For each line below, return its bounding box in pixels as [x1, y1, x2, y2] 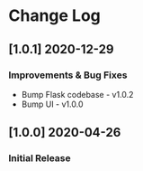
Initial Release [8, 152, 71, 165]
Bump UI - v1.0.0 [21, 99, 84, 109]
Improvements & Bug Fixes [8, 69, 128, 81]
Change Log [8, 5, 101, 26]
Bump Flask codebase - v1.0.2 [21, 89, 134, 100]
